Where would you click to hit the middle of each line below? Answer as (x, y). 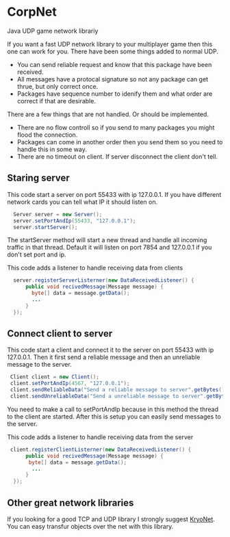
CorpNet (32, 12)
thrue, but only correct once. (57, 86)
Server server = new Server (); (58, 214)
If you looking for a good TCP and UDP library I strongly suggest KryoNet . (111, 519)
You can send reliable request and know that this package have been (114, 64)
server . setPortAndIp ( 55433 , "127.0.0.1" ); (75, 221)
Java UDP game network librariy (53, 31)
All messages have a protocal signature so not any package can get (113, 79)
